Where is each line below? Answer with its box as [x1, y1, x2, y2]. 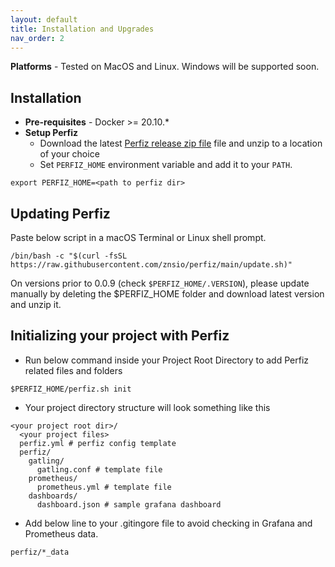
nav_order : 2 [10, 33, 65, 43]
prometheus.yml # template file [36, 482, 172, 492]
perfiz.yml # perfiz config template [19, 438, 177, 448]
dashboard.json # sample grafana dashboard [36, 499, 222, 510]
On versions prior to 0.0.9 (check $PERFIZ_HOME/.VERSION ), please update [10, 277, 310, 289]
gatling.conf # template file [36, 464, 163, 475]
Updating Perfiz [10, 205, 111, 222]
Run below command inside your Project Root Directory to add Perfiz [24, 354, 310, 366]
